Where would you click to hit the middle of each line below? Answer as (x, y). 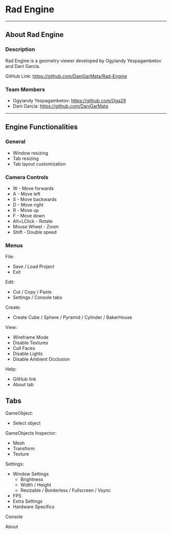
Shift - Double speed (35, 232)
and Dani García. (23, 66)
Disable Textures (30, 343)
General (15, 141)
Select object (27, 423)
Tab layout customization (39, 164)
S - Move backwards (35, 199)
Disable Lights (28, 354)
